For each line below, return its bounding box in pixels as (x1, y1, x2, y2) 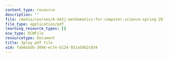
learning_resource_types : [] (5, 26, 66, 31)
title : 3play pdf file (5, 40, 53, 45)
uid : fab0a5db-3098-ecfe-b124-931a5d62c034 (5, 45, 98, 50)
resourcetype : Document (5, 36, 55, 41)
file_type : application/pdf (5, 21, 64, 27)
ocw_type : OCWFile (5, 31, 44, 36)
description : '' (5, 12, 39, 17)
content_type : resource (5, 7, 55, 13)
